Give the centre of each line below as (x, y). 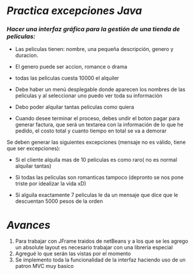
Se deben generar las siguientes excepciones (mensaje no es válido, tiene (96, 142)
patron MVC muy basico (44, 266)
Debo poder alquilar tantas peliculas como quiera (74, 107)
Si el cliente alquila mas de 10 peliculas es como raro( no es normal (96, 160)
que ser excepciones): (34, 148)
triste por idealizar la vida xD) (51, 184)
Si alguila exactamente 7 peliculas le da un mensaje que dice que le (96, 195)
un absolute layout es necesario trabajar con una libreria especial (94, 247)
